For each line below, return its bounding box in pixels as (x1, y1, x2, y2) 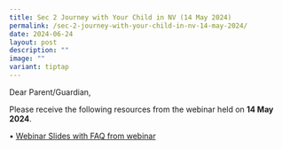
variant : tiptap (9, 63, 69, 72)
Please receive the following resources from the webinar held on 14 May (9, 104, 274, 114)
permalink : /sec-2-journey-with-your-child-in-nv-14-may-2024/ (9, 21, 248, 30)
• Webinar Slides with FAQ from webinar (9, 130, 157, 141)
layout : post (9, 37, 58, 47)
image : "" (9, 54, 46, 63)
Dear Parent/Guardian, (9, 86, 91, 98)
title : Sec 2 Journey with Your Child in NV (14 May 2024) (9, 12, 232, 22)
